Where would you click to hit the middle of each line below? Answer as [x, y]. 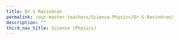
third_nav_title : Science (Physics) [51, 28]
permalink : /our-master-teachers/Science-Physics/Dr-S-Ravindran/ [90, 17]
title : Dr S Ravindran [34, 11]
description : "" [26, 22]
